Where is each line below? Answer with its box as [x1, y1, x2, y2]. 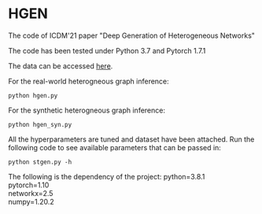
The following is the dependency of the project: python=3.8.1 [8, 172, 205, 181]
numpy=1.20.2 [8, 197, 55, 206]
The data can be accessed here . [8, 61, 113, 71]
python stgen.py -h [8, 158, 72, 166]
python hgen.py [8, 91, 58, 99]
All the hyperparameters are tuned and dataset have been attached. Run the [8, 135, 255, 144]
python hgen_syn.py [8, 120, 72, 128]
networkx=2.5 [8, 188, 54, 197]
